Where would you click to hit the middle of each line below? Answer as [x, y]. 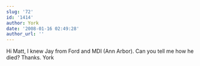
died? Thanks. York [30, 58]
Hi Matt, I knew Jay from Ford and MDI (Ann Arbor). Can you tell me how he [100, 51]
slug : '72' [20, 12]
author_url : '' [25, 34]
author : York [23, 23]
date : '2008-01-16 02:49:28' [43, 28]
